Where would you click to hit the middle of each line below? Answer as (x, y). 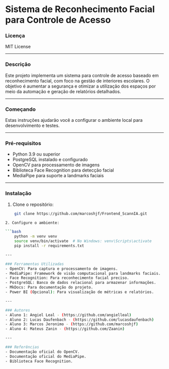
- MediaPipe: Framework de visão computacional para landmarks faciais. (83, 273)
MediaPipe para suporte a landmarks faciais (58, 176)
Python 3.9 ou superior (36, 154)
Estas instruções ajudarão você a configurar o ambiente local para (74, 120)
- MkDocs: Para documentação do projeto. (49, 287)
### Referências (22, 347)
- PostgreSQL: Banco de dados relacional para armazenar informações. (81, 283)
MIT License (18, 47)
